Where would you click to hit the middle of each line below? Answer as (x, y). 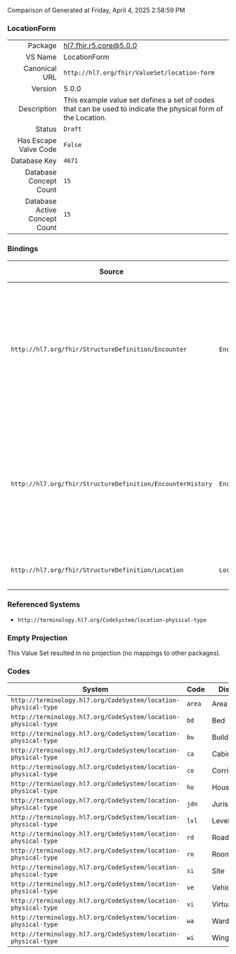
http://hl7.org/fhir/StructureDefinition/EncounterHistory (112, 484)
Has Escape (37, 141)
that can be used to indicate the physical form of (143, 109)
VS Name (41, 57)
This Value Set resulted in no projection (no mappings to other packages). (114, 653)
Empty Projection (38, 637)
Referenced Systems (44, 604)
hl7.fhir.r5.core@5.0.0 (100, 46)
